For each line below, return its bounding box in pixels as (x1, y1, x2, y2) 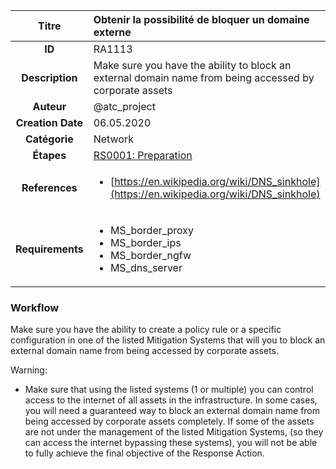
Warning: (10, 364, 48, 376)
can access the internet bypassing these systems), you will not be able (24, 437, 318, 449)
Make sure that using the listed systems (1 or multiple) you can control (24, 384, 314, 396)
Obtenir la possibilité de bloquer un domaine (93, 13, 310, 26)
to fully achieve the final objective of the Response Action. (24, 447, 265, 459)
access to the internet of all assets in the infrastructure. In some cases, (24, 394, 318, 406)
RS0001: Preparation (93, 149, 193, 162)
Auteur (32, 100, 67, 113)
